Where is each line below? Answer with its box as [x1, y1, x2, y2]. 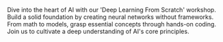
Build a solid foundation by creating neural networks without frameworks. [7, 13, 214, 21]
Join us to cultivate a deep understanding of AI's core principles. [7, 27, 189, 35]
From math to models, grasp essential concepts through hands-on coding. [7, 20, 217, 28]
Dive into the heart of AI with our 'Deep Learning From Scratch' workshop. [7, 6, 217, 14]
